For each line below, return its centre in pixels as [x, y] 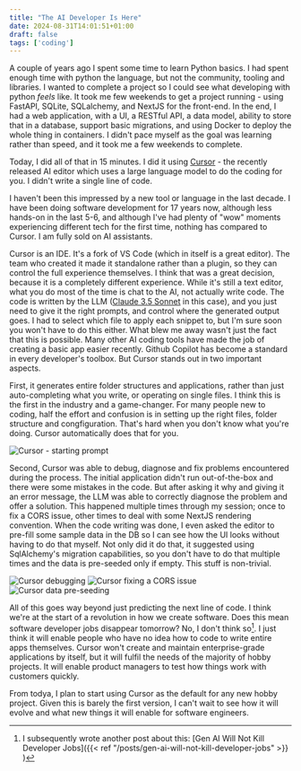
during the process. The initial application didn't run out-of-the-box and [142, 477]
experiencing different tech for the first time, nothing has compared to [138, 227]
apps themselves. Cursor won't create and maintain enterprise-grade [137, 647]
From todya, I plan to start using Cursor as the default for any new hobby [143, 693]
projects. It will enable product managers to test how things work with [138, 666]
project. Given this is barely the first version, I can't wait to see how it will [144, 703]
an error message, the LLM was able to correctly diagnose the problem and [149, 497]
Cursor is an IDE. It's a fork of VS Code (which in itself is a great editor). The [150, 254]
